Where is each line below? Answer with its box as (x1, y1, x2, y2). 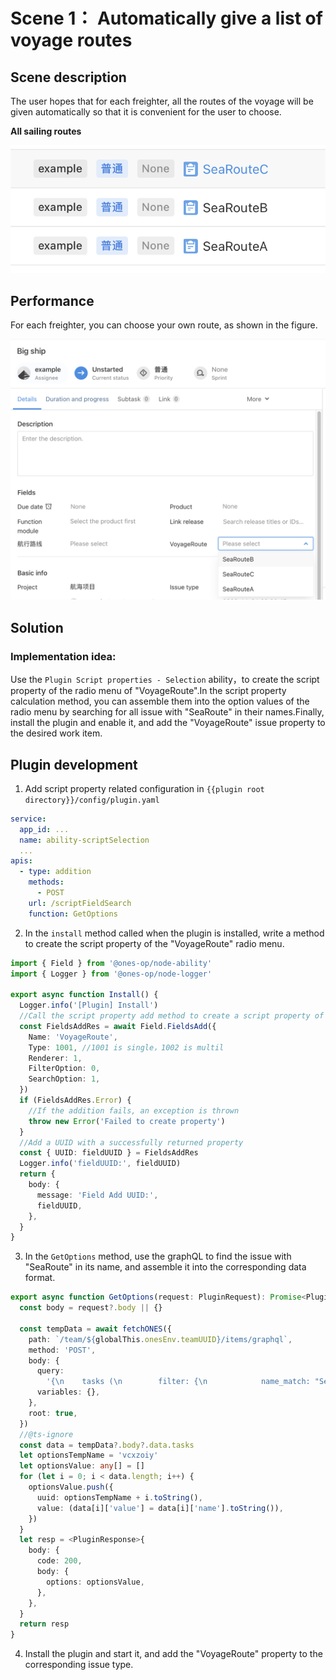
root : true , (28, 1408, 78, 1418)
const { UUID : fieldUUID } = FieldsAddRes (19, 1148, 199, 1158)
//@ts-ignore (19, 1429, 74, 1439)
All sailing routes (10, 125, 82, 137)
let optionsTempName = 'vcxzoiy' (19, 1450, 159, 1461)
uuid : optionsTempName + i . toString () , (36, 1492, 203, 1503)
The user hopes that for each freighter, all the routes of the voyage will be (10, 95, 314, 107)
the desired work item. (10, 727, 103, 739)
